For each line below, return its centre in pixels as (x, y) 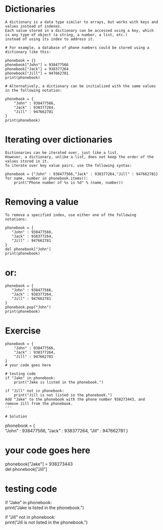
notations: (16, 219)
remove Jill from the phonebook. (39, 403)
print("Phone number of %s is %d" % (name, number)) (69, 182)
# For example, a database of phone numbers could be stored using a (77, 47)
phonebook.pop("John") (28, 307)
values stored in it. (27, 161)
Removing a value (42, 202)
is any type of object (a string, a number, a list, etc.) (66, 35)
